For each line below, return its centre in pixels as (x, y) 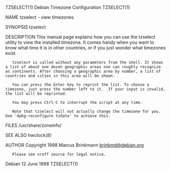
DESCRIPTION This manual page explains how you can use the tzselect (80, 37)
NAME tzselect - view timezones (40, 17)
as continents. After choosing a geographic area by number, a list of (83, 71)
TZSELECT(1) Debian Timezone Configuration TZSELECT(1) (68, 7)
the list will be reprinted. (36, 94)
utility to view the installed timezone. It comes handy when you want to (80, 42)
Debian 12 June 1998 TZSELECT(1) (42, 164)
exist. (11, 53)
